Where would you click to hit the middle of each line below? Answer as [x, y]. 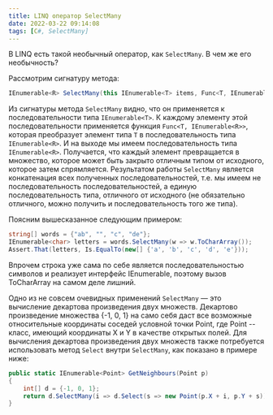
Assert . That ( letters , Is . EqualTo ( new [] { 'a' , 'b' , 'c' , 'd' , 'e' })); [129, 249]
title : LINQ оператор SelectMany [65, 16]
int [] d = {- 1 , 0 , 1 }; [61, 388]
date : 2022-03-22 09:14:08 [54, 24]
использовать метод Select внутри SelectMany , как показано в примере [133, 349]
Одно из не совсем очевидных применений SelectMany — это [115, 298]
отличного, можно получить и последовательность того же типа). [123, 204]
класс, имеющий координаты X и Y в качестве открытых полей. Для [128, 332]
